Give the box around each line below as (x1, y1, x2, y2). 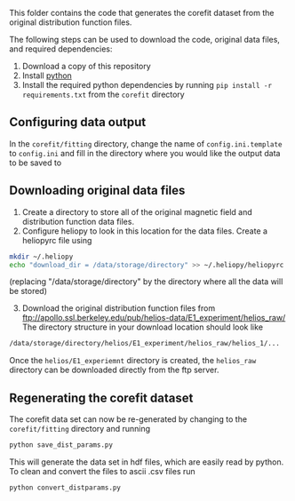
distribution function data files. (21, 216, 135, 227)
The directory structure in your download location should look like (21, 322, 264, 332)
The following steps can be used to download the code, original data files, (9, 35, 280, 44)
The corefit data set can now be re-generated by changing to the (9, 414, 247, 425)
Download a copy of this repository (21, 61, 151, 71)
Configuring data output (9, 115, 147, 130)
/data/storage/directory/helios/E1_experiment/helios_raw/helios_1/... (9, 339, 280, 348)
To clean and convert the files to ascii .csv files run (9, 465, 195, 476)
